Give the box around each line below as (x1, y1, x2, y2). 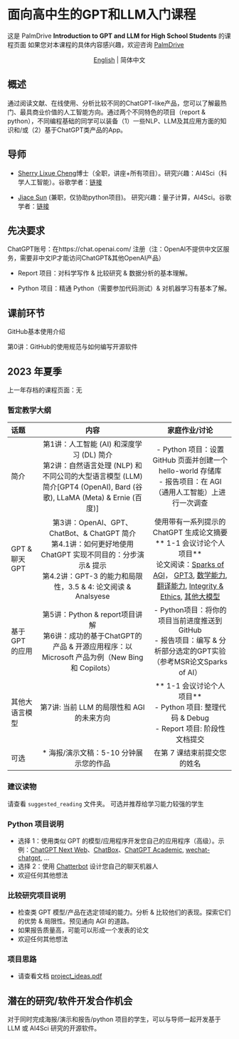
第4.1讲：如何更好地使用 (51, 539, 134, 549)
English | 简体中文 (93, 55, 146, 64)
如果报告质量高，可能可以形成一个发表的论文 (17, 926, 149, 935)
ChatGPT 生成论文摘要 (152, 527, 228, 537)
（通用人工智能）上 (154, 487, 219, 497)
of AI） (179, 668, 202, 678)
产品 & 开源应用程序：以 (52, 642, 133, 652)
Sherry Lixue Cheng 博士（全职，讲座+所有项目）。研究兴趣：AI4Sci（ (17, 168, 221, 177)
